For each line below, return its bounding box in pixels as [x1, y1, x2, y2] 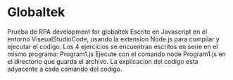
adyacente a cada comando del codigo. [7, 65, 122, 73]
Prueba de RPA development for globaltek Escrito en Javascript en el [7, 27, 208, 36]
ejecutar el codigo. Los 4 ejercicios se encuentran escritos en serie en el [7, 42, 218, 51]
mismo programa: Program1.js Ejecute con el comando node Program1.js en [7, 50, 227, 58]
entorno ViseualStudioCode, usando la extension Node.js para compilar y [7, 34, 220, 43]
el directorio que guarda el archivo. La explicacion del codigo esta [7, 57, 199, 65]
